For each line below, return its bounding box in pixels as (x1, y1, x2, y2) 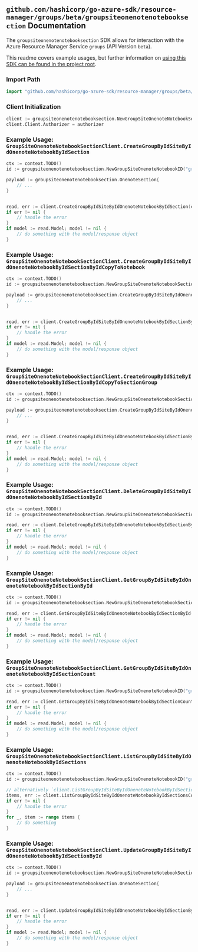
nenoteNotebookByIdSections (6, 759, 87, 765)
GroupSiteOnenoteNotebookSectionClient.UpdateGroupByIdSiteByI (6, 846, 192, 853)
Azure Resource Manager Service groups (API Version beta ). (6, 43, 152, 50)
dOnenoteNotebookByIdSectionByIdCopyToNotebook (6, 263, 146, 270)
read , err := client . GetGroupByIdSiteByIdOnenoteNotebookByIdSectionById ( (6, 610, 194, 617)
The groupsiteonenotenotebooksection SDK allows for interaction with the (6, 36, 184, 44)
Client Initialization (6, 102, 61, 110)
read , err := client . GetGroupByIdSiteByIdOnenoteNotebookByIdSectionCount (6, 699, 194, 705)
